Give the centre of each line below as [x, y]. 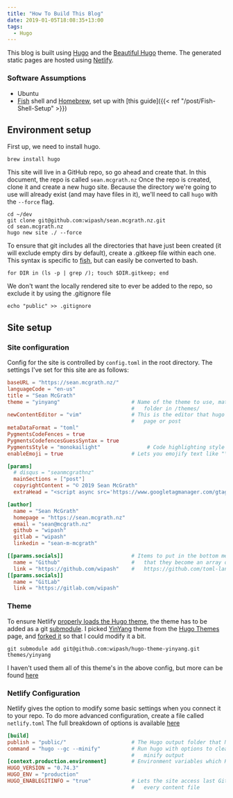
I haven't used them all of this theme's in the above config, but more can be [115, 667]
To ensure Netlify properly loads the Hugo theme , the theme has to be [107, 621]
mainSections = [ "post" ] [49, 479]
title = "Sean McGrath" [42, 396]
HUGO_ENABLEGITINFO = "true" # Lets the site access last [111, 781]
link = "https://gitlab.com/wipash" [66, 588]
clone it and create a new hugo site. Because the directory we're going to [112, 187]
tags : [15, 26]
